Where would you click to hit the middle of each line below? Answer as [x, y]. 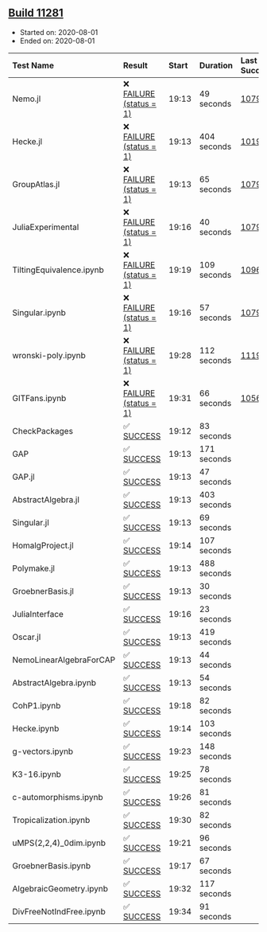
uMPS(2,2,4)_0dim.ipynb [59, 843]
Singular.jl [31, 522]
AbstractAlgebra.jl [46, 499]
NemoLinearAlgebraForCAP [64, 660]
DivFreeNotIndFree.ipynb [59, 911]
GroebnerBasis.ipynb [52, 865]
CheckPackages [43, 431]
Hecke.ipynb [36, 728]
